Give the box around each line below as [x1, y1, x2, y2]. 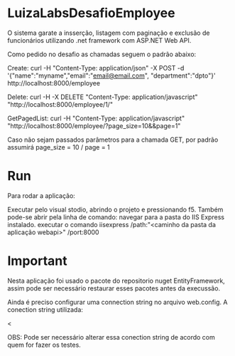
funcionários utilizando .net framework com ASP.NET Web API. [7, 36, 192, 44]
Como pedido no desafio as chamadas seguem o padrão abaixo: [7, 50, 197, 58]
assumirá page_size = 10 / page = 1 [7, 142, 110, 151]
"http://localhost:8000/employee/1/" [7, 100, 114, 108]
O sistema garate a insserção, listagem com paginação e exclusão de [7, 28, 210, 37]
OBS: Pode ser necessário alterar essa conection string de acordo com [7, 333, 215, 341]
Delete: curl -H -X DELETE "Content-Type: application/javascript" [7, 93, 198, 101]
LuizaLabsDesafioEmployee [7, 5, 175, 21]
